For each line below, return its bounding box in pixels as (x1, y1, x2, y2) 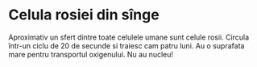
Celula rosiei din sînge (8, 6, 160, 24)
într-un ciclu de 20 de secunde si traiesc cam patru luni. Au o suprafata (8, 40, 245, 50)
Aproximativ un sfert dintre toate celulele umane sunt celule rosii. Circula (8, 32, 250, 42)
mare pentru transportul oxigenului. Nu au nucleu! (8, 49, 174, 59)
